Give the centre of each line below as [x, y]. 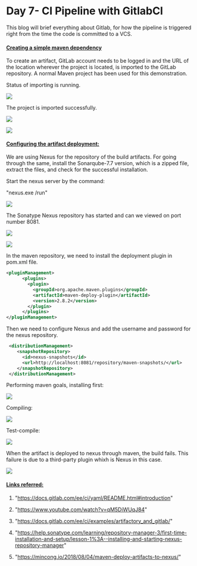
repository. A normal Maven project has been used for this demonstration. [97, 73]
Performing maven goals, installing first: [55, 385]
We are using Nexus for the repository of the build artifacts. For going [91, 157]
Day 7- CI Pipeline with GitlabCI [85, 11]
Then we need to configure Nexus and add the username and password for [98, 329]
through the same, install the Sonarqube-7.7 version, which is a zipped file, [98, 163]
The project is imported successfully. [51, 108]
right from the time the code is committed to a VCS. [69, 33]
